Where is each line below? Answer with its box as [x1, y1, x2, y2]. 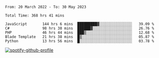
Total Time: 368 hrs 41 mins [5, 13, 65, 18]
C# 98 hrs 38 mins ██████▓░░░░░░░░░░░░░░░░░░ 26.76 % [5, 26, 154, 31]
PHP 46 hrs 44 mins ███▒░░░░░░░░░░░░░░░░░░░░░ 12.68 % [5, 30, 154, 35]
